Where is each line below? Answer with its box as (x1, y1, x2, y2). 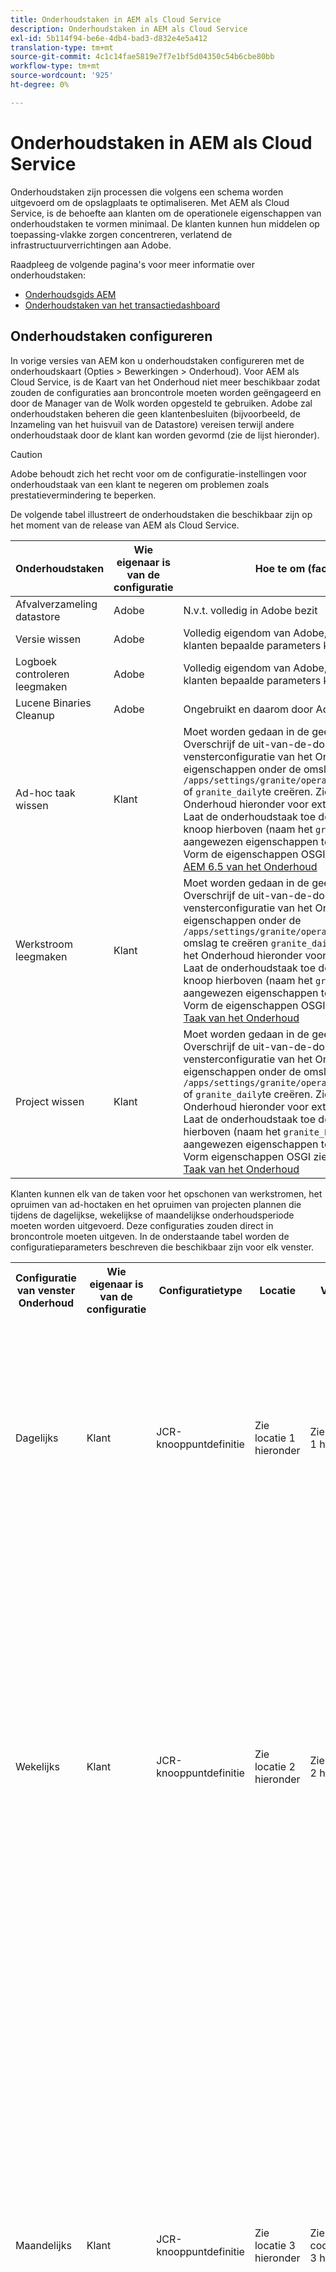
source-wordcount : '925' (10, 71, 114, 81)
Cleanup (15, 708, 55, 722)
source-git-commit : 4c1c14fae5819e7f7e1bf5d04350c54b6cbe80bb (10, 52, 275, 62)
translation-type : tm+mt (10, 42, 114, 53)
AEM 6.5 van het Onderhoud (183, 859, 318, 873)
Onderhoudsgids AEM (24, 288, 117, 300)
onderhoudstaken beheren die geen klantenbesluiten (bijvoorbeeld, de (10, 407, 301, 420)
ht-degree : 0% (10, 80, 70, 90)
